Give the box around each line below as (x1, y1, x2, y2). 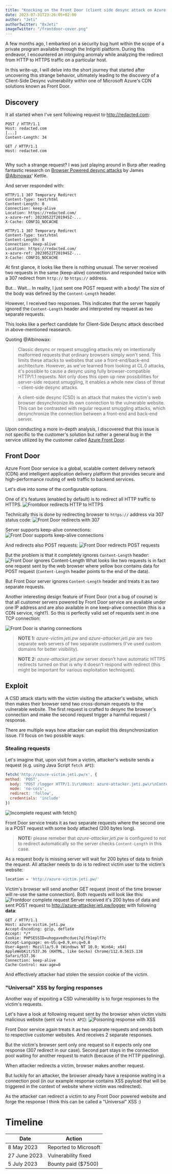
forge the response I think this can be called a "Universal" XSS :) (5, 1099, 141, 1105)
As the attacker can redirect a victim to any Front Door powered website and (5, 1093, 166, 1099)
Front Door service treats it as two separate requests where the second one (5, 819, 165, 825)
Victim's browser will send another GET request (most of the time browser (5, 886, 162, 892)
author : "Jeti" (5, 17, 38, 22)
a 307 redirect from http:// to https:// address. (5, 275, 108, 281)
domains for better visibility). (17, 646, 79, 652)
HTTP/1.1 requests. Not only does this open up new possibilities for (17, 373, 159, 379)
